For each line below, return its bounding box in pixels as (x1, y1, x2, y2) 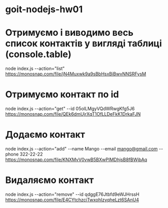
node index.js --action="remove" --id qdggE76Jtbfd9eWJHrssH (5, 191, 139, 197)
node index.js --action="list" (5, 65, 65, 72)
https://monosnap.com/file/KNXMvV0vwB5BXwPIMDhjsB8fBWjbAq (5, 157, 148, 163)
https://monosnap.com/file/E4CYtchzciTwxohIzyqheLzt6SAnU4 (5, 196, 139, 202)
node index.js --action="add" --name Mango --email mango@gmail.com (5, 146, 158, 151)
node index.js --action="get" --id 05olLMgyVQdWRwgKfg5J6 (5, 106, 135, 112)
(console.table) (5, 48, 72, 60)
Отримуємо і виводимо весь (5, 27, 134, 39)
